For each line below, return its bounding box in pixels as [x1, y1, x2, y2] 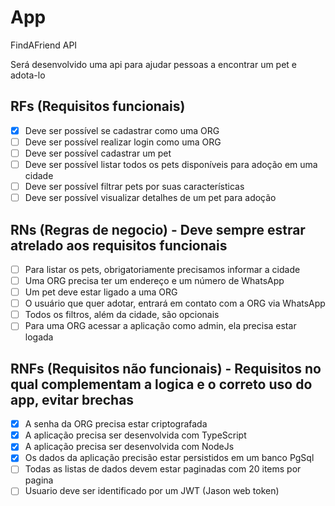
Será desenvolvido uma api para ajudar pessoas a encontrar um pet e [10, 58, 298, 70]
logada [24, 331, 54, 343]
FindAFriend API [10, 39, 78, 51]
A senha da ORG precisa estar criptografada [24, 418, 208, 430]
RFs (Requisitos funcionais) [10, 98, 186, 115]
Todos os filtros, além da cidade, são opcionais [24, 309, 220, 321]
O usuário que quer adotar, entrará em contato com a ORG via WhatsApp [24, 297, 326, 310]
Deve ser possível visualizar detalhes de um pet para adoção [24, 192, 277, 204]
